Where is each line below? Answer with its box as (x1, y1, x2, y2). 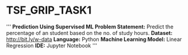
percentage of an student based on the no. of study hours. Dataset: (6, 29, 173, 36)
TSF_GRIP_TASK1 (6, 4, 92, 17)
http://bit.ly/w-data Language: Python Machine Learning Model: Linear (6, 35, 183, 43)
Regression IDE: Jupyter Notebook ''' (6, 42, 98, 49)
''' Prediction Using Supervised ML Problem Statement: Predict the (6, 23, 174, 30)
